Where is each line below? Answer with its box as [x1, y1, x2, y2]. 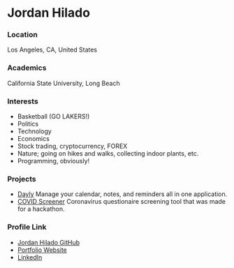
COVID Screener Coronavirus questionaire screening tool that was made [17, 198, 226, 206]
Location [7, 30, 38, 40]
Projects [7, 174, 36, 184]
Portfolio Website [17, 246, 68, 254]
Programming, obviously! [17, 157, 90, 165]
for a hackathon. [17, 204, 65, 214]
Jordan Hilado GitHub [17, 238, 80, 246]
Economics [17, 135, 50, 143]
